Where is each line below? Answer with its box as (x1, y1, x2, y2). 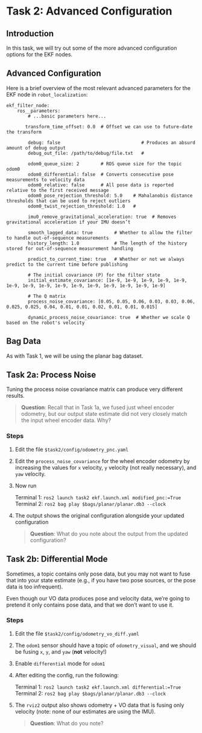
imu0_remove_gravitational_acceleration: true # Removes (28, 214, 177, 220)
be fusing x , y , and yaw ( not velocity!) (14, 648, 107, 655)
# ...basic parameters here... (28, 113, 107, 119)
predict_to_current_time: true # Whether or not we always (28, 256, 185, 262)
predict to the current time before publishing (6, 261, 128, 268)
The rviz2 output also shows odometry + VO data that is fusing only (14, 701, 185, 709)
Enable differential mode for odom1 (14, 660, 106, 667)
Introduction (6, 28, 54, 39)
